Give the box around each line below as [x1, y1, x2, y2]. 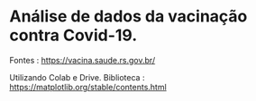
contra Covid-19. [9, 25, 138, 46]
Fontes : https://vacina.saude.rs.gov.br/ [9, 55, 156, 65]
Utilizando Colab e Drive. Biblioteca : [9, 72, 145, 82]
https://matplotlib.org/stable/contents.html [9, 81, 167, 92]
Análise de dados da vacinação [9, 6, 248, 27]
